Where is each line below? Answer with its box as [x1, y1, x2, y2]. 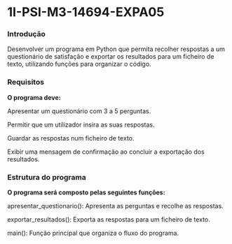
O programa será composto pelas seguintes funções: [7, 188, 166, 196]
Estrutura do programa [7, 172, 86, 182]
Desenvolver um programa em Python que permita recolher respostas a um [7, 45, 226, 53]
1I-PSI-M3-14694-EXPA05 [7, 4, 165, 20]
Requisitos [7, 78, 44, 87]
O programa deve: [7, 93, 61, 101]
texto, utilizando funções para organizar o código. [7, 60, 152, 69]
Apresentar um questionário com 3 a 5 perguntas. [7, 106, 151, 115]
